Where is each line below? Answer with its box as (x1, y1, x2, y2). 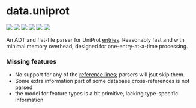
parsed (14, 84, 33, 91)
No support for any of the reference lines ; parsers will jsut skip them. (14, 71, 185, 78)
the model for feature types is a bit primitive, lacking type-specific (14, 90, 179, 97)
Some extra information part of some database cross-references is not (14, 78, 190, 85)
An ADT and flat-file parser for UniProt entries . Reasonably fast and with (6, 36, 185, 43)
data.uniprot (6, 4, 70, 18)
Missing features (6, 57, 57, 66)
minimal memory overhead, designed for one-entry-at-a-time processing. (6, 42, 188, 50)
